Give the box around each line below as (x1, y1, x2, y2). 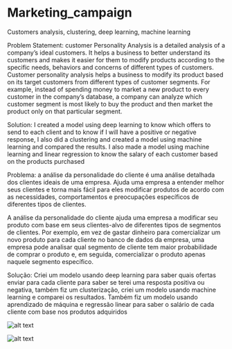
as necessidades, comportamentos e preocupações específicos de (7, 192, 199, 201)
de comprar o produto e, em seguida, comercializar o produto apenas (7, 250, 206, 258)
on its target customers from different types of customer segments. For (7, 77, 211, 86)
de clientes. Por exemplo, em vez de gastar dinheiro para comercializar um (7, 228, 221, 236)
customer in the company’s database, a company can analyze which (7, 92, 203, 101)
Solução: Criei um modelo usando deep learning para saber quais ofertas (7, 271, 217, 279)
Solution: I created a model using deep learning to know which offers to (7, 120, 211, 129)
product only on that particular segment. (7, 107, 123, 115)
